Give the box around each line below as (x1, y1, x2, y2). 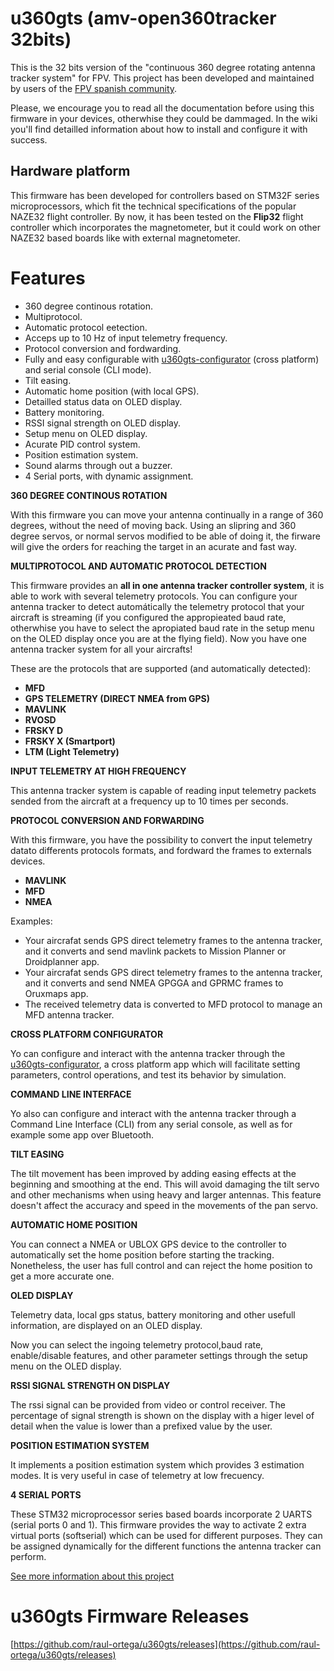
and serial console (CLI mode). (24, 363, 152, 376)
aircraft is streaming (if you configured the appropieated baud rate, (10, 611, 287, 623)
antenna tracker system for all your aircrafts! (10, 643, 193, 655)
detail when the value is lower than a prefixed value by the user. (10, 1420, 273, 1432)
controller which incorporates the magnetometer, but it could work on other (10, 221, 321, 233)
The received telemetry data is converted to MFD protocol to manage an (24, 998, 323, 1010)
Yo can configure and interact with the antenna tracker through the (10, 1047, 286, 1059)
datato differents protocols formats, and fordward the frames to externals (10, 844, 312, 856)
